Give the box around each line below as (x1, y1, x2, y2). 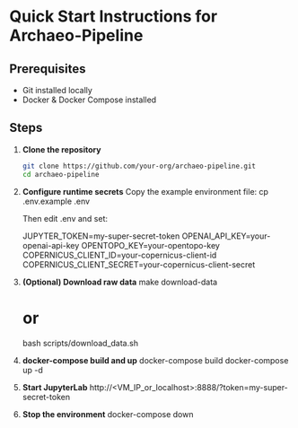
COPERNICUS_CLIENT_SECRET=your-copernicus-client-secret (22, 258, 256, 270)
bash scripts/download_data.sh (22, 337, 139, 348)
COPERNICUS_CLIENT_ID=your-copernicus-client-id (22, 249, 217, 260)
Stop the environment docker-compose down (22, 408, 194, 419)
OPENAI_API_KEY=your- (181, 231, 271, 241)
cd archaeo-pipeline (22, 170, 100, 179)
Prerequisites (9, 61, 86, 76)
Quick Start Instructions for (9, 6, 218, 27)
